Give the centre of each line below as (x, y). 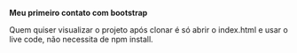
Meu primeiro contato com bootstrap (78, 13)
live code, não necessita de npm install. (81, 39)
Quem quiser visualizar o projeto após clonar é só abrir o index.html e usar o (148, 30)
